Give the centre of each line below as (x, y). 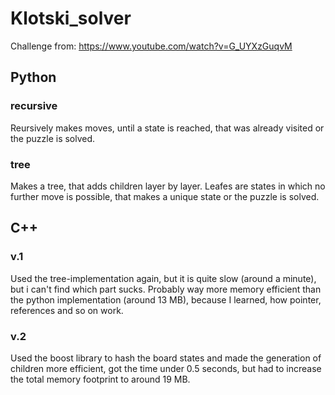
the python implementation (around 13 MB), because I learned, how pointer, (166, 299)
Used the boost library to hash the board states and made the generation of (166, 358)
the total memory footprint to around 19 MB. (100, 379)
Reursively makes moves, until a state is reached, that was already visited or (167, 128)
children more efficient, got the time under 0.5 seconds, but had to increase (166, 368)
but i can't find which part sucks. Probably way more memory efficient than (166, 289)
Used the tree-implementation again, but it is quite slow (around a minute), (163, 278)
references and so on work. (67, 310)
